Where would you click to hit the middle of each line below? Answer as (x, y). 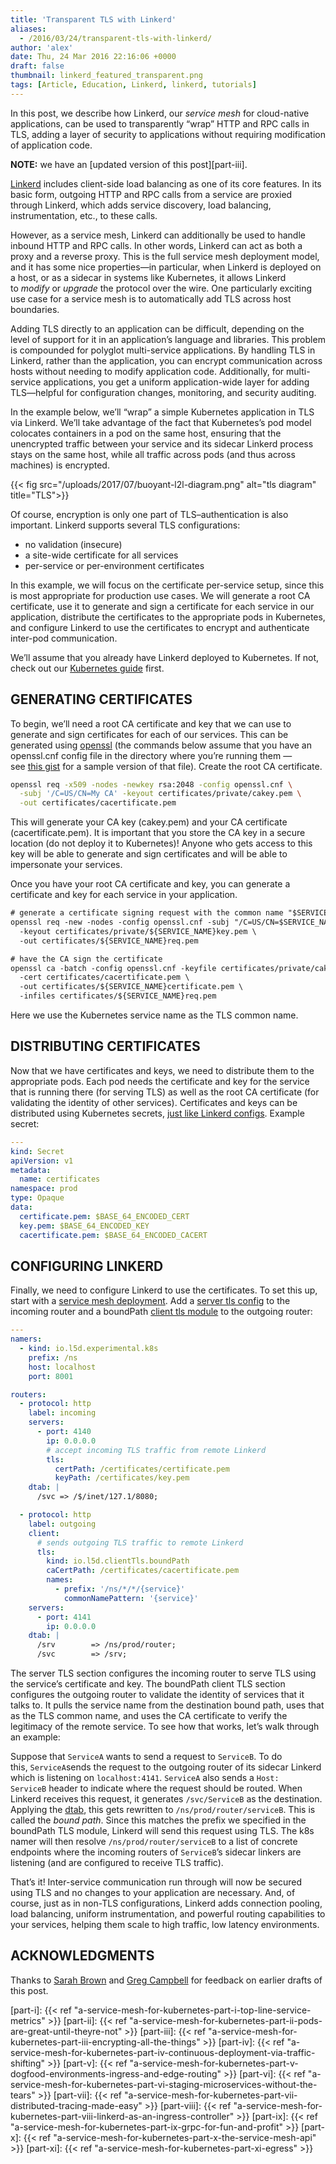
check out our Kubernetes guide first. (87, 668)
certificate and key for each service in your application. (124, 895)
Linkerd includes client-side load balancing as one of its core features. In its (166, 183)
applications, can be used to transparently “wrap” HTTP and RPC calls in (160, 123)
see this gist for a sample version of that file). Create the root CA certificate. (166, 766)
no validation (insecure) (73, 544)
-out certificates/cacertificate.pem (98, 803)
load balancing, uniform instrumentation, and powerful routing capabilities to (168, 1914)
